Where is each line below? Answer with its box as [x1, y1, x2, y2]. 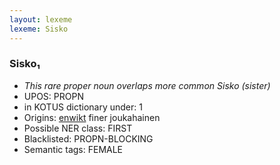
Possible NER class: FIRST [23, 122, 133, 134]
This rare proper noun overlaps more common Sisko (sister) [23, 79, 271, 91]
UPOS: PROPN [23, 90, 84, 102]
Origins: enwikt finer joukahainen [23, 111, 161, 123]
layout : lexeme [9, 14, 73, 25]
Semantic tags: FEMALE [23, 143, 124, 155]
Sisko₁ [9, 57, 41, 71]
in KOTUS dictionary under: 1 [23, 101, 143, 113]
